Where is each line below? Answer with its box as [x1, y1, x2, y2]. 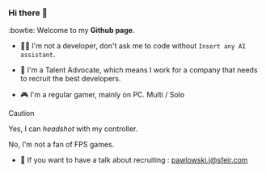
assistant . [19, 50, 56, 60]
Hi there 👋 [8, 7, 49, 19]
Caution [8, 109, 35, 118]
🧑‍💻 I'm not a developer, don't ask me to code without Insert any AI [19, 41, 247, 51]
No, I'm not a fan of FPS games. [8, 140, 115, 150]
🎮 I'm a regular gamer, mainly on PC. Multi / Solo [19, 90, 185, 100]
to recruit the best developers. [19, 74, 121, 84]
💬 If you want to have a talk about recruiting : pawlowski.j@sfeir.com [19, 155, 248, 165]
